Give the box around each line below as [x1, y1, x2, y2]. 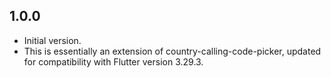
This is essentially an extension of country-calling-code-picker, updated [23, 45, 322, 57]
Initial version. [23, 34, 82, 46]
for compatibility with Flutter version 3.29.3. [23, 55, 204, 68]
